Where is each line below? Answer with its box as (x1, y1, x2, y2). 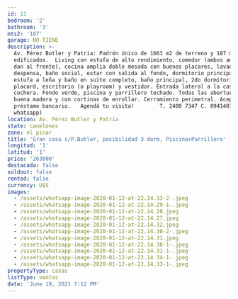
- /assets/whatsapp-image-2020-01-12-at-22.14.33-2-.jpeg (13, 195, 189, 202)
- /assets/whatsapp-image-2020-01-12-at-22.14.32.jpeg (13, 221, 179, 228)
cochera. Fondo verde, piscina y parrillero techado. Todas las (13, 89, 208, 96)
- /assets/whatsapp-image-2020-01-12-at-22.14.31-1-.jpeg (13, 247, 189, 255)
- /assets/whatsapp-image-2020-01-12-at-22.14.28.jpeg (13, 208, 179, 215)
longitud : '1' (7, 142, 50, 149)
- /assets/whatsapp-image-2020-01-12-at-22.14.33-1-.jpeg (13, 261, 189, 268)
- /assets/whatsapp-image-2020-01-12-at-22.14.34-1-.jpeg (13, 254, 189, 261)
